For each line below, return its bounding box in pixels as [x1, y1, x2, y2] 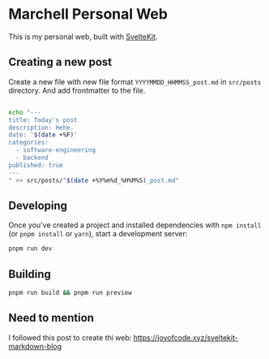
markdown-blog [8, 341, 62, 351]
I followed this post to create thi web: [8, 332, 132, 342]
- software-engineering [15, 146, 96, 154]
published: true [8, 161, 63, 169]
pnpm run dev [8, 244, 53, 253]
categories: [8, 139, 49, 147]
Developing [8, 198, 67, 212]
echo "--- [8, 108, 42, 116]
